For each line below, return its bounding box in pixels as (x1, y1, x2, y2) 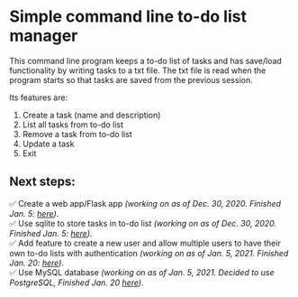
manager (9, 25, 78, 46)
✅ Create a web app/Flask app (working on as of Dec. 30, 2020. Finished (9, 198, 282, 209)
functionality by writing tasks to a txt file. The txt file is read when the (9, 65, 266, 76)
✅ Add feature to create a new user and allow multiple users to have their (9, 237, 281, 248)
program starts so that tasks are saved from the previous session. (9, 74, 254, 85)
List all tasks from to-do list (22, 119, 124, 130)
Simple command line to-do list (9, 6, 248, 27)
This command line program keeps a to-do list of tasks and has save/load (9, 55, 282, 66)
